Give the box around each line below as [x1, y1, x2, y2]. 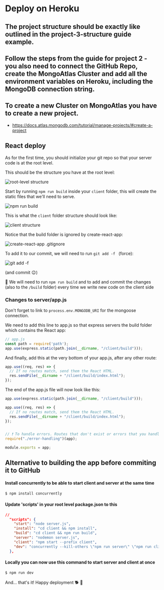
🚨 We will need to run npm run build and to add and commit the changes [5, 279, 151, 284]
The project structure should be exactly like [5, 23, 141, 31]
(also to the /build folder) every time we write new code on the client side [5, 284, 154, 290]
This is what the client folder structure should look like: [5, 212, 118, 218]
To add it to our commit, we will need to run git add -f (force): [5, 250, 134, 256]
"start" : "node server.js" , [14, 521, 71, 526]
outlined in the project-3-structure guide [5, 30, 132, 38]
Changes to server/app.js [5, 296, 67, 303]
